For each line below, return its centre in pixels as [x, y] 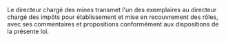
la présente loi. [28, 31]
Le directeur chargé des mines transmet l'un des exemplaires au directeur [112, 10]
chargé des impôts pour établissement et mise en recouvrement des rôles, [113, 17]
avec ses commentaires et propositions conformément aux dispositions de [113, 24]
